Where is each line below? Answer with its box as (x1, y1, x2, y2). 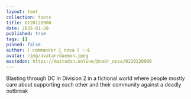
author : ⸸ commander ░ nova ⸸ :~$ (6, 47, 90, 53)
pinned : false (6, 42, 41, 48)
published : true (6, 31, 46, 37)
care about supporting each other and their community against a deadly (6, 81, 182, 88)
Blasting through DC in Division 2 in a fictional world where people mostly (6, 75, 185, 82)
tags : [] (6, 36, 28, 42)
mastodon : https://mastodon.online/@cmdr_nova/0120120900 (6, 58, 152, 64)
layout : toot (6, 8, 38, 15)
